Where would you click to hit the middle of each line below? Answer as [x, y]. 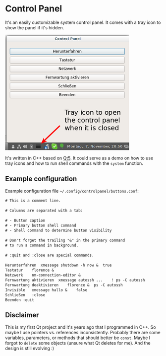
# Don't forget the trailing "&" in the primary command [65, 240]
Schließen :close [25, 295]
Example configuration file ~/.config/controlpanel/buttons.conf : [72, 191]
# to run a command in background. [42, 245]
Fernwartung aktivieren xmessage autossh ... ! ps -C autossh [75, 280]
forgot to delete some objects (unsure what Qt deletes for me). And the [78, 343]
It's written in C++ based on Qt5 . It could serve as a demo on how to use [79, 158]
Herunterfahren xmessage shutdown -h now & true [58, 265]
